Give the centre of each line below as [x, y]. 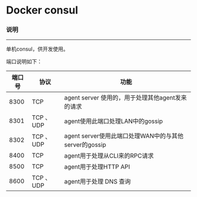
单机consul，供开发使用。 [37, 49]
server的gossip [85, 145]
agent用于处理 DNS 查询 [97, 182]
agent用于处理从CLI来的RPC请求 [109, 156]
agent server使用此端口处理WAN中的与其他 [124, 136]
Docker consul [42, 10]
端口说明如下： [24, 62]
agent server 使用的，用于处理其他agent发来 [125, 98]
